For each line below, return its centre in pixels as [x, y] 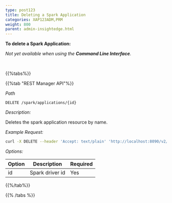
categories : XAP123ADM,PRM [34, 19]
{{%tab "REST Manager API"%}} [40, 84]
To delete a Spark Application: [38, 44]
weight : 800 [18, 24]
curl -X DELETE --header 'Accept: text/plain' [56, 141]
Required [81, 164]
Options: [14, 151]
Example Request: [24, 132]
